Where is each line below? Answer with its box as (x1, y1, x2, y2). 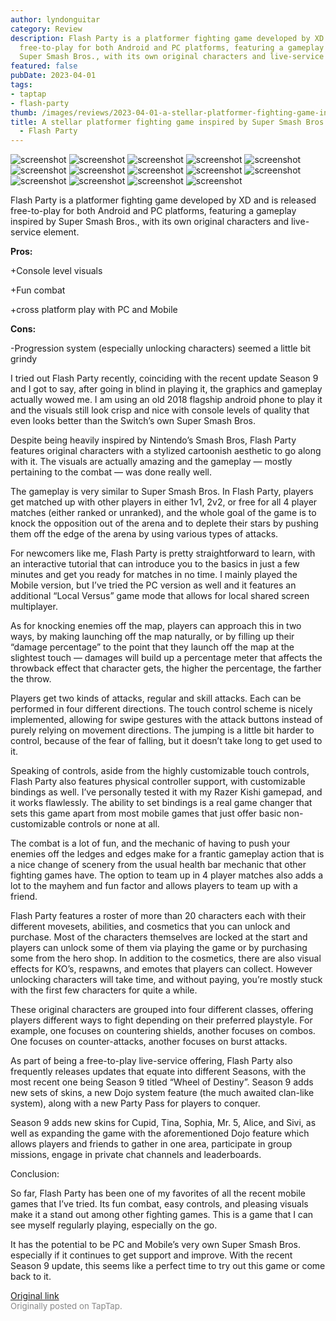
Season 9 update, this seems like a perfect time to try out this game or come (10, 1260, 326, 1272)
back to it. (10, 1271, 52, 1283)
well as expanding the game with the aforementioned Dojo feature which (10, 1127, 310, 1140)
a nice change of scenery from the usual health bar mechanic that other (10, 859, 307, 871)
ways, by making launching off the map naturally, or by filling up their (10, 631, 295, 643)
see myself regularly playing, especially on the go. (10, 1219, 218, 1231)
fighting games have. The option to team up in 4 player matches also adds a (10, 869, 324, 881)
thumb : (10, 107, 38, 118)
